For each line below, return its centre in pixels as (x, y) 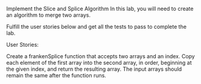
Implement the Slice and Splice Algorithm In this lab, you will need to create (100, 9)
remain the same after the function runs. (56, 75)
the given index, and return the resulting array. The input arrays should (94, 69)
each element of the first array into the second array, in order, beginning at (99, 63)
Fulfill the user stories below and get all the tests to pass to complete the (97, 27)
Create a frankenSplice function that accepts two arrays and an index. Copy (101, 56)
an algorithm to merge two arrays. (48, 15)
